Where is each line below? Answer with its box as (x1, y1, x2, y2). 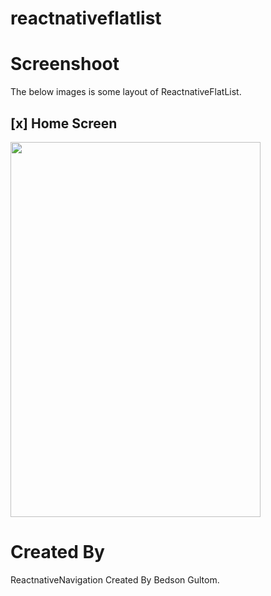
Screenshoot (10, 53, 120, 76)
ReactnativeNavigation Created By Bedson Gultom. (10, 573, 220, 586)
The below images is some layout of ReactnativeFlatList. (10, 86, 242, 98)
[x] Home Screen (10, 115, 118, 132)
